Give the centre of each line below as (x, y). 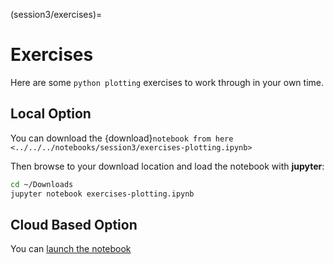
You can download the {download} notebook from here (122, 138)
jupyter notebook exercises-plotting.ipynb (102, 194)
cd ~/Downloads (42, 184)
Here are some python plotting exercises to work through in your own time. (167, 82)
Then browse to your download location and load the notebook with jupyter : (167, 166)
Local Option (51, 114)
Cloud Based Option (74, 224)
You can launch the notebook (71, 249)
